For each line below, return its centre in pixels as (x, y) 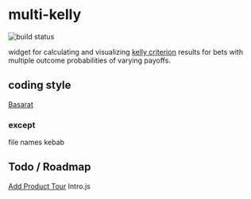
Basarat (21, 104)
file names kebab (37, 142)
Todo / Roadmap (50, 167)
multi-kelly (45, 15)
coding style (40, 85)
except (22, 124)
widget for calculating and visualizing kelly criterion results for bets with (126, 52)
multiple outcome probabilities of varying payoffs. (89, 60)
